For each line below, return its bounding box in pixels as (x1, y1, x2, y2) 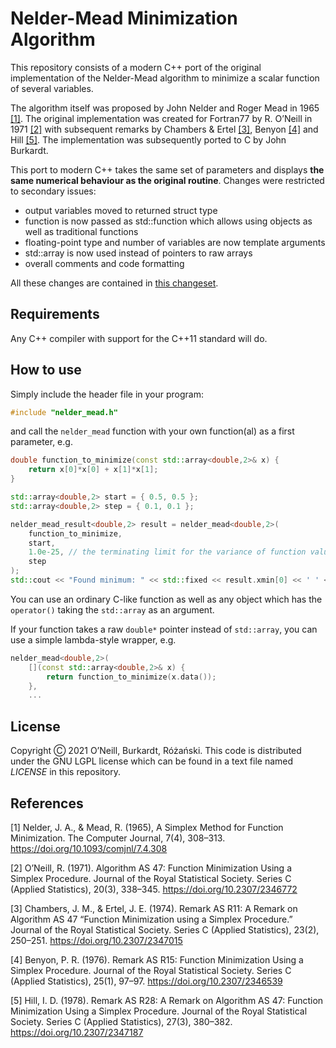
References (10, 795, 84, 812)
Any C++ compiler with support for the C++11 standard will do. (10, 332, 268, 344)
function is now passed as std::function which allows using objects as (24, 215, 313, 227)
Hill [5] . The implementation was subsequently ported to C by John (10, 133, 287, 146)
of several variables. (10, 82, 94, 94)
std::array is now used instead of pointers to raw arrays (24, 247, 253, 259)
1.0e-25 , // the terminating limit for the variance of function (28, 547, 307, 557)
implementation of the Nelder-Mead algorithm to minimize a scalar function (10, 72, 320, 84)
